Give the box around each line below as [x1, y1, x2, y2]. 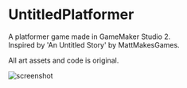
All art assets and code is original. [8, 55, 119, 65]
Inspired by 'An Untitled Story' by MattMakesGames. [8, 40, 181, 49]
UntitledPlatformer [8, 6, 134, 24]
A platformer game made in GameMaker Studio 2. [8, 32, 171, 41]
